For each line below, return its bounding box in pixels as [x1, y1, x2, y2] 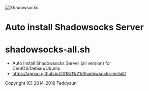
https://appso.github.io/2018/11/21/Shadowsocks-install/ [12, 71, 126, 77]
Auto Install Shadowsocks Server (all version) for [12, 60, 112, 66]
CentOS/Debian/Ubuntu [12, 66, 60, 71]
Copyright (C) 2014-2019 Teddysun [5, 80, 77, 86]
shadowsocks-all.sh [5, 44, 90, 55]
